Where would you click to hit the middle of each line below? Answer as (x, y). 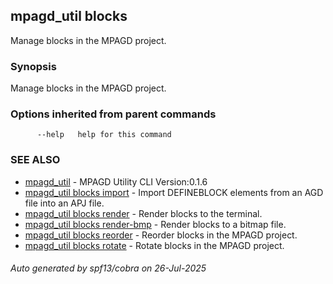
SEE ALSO (35, 160)
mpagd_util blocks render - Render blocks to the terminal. (143, 213)
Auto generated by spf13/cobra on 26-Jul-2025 (108, 268)
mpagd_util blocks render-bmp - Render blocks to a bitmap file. (155, 224)
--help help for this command (104, 135)
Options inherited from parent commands (113, 114)
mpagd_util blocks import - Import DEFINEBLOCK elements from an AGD (174, 192)
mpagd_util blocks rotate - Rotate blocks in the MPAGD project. (154, 245)
